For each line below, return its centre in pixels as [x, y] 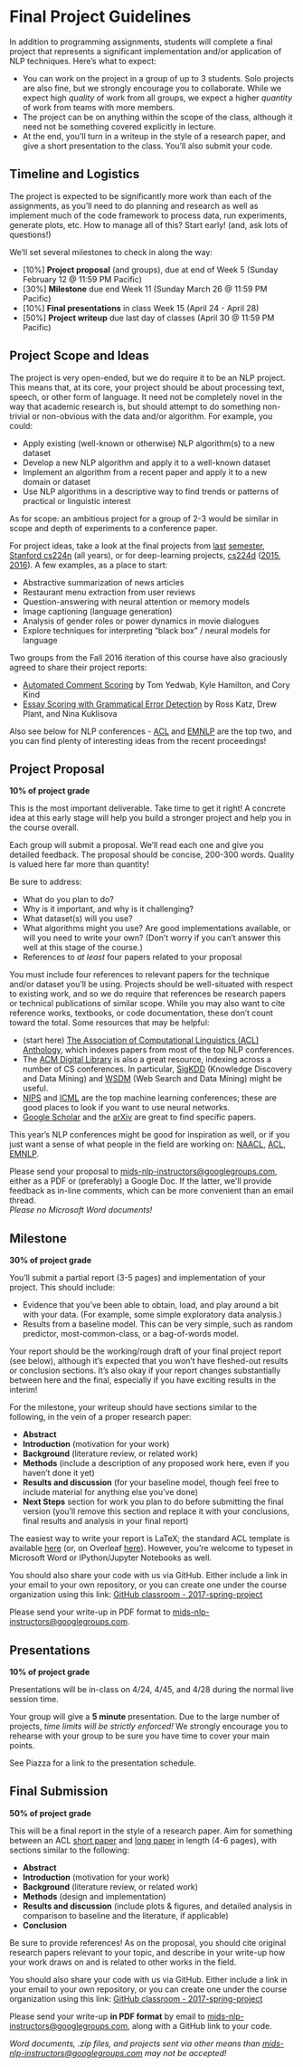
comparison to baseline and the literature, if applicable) [125, 1915]
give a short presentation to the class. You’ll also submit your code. [147, 146]
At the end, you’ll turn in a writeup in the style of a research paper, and [154, 136]
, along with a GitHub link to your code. [200, 2025]
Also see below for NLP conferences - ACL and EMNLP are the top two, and [151, 731]
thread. [23, 1200]
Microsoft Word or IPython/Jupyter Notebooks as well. [111, 1557]
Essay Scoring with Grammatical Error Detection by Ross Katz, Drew [150, 704]
